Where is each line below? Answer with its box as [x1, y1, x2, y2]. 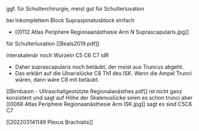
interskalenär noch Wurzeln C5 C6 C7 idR [6, 52, 109, 59]
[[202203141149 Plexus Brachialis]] [6, 118, 94, 126]
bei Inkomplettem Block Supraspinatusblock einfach [6, 17, 135, 23]
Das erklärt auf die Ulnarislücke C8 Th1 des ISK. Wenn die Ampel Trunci [14, 70, 192, 77]
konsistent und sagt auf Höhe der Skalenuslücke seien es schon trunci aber [6, 94, 193, 101]
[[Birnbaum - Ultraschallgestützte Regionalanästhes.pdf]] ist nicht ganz [6, 88, 183, 95]
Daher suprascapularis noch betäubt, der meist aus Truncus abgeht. [14, 63, 184, 70]
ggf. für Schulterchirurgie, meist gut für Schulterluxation [6, 5, 145, 12]
